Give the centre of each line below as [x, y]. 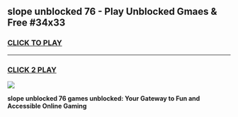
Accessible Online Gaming [47, 106]
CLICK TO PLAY [35, 43]
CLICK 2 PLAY [32, 69]
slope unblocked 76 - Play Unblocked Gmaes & [112, 12]
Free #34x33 [36, 23]
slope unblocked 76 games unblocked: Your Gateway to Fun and [104, 98]
